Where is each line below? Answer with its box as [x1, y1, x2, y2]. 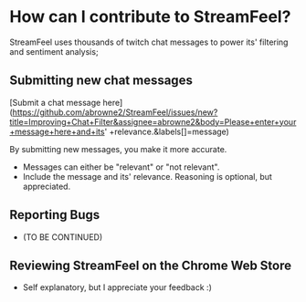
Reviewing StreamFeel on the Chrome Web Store [9, 257, 292, 273]
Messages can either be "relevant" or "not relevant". [22, 161, 220, 172]
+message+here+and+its [9, 126, 105, 137]
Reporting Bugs [9, 207, 100, 223]
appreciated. [22, 181, 71, 192]
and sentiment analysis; [9, 46, 99, 57]
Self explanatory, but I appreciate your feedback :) [22, 282, 212, 293]
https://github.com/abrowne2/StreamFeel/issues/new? [12, 107, 218, 118]
